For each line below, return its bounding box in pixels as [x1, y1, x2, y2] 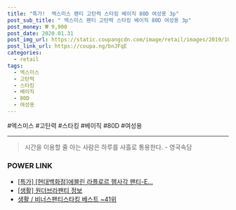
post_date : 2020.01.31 [7, 29, 74, 37]
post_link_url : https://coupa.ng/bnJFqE [7, 43, 128, 50]
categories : [7, 50, 42, 57]
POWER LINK [7, 160, 53, 170]
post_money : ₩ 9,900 [7, 23, 68, 30]
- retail [13, 56, 39, 63]
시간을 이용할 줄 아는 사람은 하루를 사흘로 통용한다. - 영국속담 [24, 143, 192, 151]
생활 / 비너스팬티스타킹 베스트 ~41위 [17, 195, 117, 204]
